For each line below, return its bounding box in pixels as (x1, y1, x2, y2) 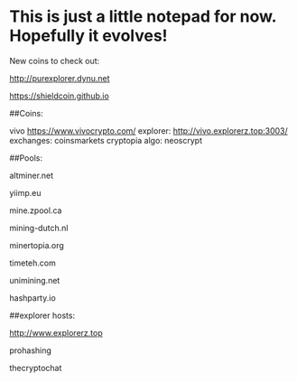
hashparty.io (9, 292, 56, 303)
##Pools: (9, 152, 43, 163)
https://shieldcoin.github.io (9, 90, 110, 101)
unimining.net (9, 275, 60, 285)
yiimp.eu (9, 187, 42, 198)
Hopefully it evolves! (9, 25, 169, 46)
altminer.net (9, 170, 54, 181)
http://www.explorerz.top (9, 327, 103, 338)
